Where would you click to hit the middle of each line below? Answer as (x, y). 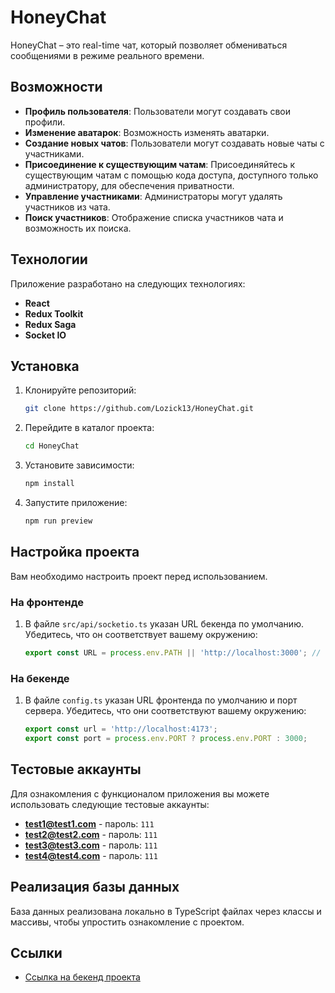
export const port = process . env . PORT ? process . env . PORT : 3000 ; (166, 739)
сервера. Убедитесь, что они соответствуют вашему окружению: (165, 711)
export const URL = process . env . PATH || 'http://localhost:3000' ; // (173, 652)
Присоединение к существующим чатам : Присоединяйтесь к (160, 164)
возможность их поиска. (78, 228)
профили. (45, 122)
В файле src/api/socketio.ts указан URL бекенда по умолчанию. (164, 623)
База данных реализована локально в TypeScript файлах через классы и (166, 911)
